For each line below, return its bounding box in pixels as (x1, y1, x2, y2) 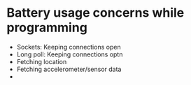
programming (6, 20, 88, 36)
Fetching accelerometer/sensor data (16, 65, 122, 73)
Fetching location (16, 57, 67, 65)
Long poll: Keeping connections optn (16, 50, 123, 59)
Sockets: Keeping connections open (16, 42, 121, 51)
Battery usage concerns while (6, 5, 185, 21)
